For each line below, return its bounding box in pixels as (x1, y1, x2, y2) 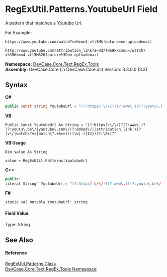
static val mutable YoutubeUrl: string (5, 200, 88, 205)
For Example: (5, 29, 32, 35)
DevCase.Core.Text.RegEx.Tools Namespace (5, 266, 97, 272)
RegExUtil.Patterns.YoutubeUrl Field (5, 3, 158, 15)
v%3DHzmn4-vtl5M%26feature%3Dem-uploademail (5, 52, 99, 57)
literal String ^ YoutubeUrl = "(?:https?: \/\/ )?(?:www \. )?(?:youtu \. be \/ (5, 181, 162, 186)
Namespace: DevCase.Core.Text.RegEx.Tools (5, 61, 99, 67)
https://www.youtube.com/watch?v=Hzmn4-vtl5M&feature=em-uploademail (5, 39, 153, 44)
